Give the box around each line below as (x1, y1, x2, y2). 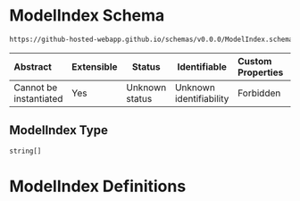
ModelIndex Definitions (9, 176, 187, 197)
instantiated (13, 92, 63, 105)
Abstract (13, 60, 52, 72)
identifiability (174, 92, 229, 105)
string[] (9, 147, 42, 155)
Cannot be (13, 81, 58, 94)
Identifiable (177, 60, 228, 72)
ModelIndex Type (9, 122, 109, 138)
